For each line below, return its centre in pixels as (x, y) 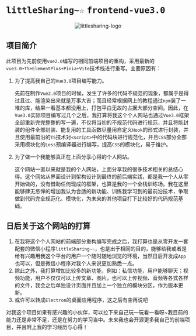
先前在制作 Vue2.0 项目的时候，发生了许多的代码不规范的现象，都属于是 (99, 93)
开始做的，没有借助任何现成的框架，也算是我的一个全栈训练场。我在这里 (101, 184)
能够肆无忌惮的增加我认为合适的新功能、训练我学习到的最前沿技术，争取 (101, 191)
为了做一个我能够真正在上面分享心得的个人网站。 (73, 157)
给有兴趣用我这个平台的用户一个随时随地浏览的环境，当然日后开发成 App (100, 256)
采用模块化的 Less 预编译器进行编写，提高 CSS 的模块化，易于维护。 (92, 144)
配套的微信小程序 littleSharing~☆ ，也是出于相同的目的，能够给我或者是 (101, 248)
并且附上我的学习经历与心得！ (52, 327)
